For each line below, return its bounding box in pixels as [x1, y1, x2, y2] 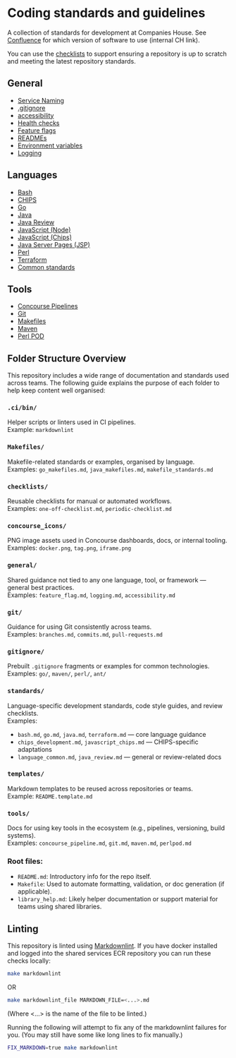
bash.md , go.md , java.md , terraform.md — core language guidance [17, 730, 206, 738]
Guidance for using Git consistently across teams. [7, 623, 152, 631]
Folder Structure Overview [7, 352, 127, 364]
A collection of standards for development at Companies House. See [7, 28, 206, 37]
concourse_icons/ [7, 522, 67, 530]
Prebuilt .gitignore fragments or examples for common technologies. [7, 662, 210, 671]
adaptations [17, 745, 53, 753]
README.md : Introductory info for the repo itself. [17, 872, 151, 881]
